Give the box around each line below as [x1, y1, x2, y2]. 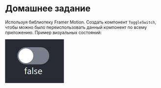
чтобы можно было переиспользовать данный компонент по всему [5, 24, 147, 30]
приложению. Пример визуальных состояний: [5, 29, 102, 35]
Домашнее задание [5, 3, 91, 14]
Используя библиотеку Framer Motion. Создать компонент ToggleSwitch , [5, 19, 157, 25]
